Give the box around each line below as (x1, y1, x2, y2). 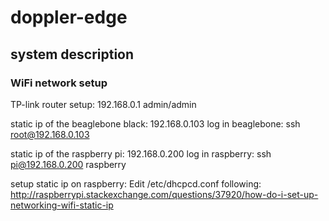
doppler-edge (10, 6, 128, 29)
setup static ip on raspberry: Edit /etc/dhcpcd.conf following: (10, 177, 262, 190)
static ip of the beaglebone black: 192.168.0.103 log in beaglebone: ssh (10, 117, 301, 130)
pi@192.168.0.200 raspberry (10, 158, 127, 170)
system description (10, 46, 135, 63)
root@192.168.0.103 (10, 128, 90, 140)
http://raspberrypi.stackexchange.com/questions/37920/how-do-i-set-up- (10, 188, 319, 200)
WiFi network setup (10, 76, 108, 90)
